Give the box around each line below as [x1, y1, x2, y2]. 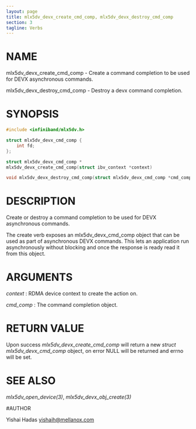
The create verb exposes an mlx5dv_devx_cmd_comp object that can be [6, 232, 180, 239]
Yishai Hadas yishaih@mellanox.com [6, 416, 94, 423]
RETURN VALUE [6, 322, 85, 335]
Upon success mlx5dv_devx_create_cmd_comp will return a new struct [6, 341, 176, 348]
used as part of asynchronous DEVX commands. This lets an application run [6, 238, 190, 245]
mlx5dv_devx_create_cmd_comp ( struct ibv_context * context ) [6, 164, 153, 170]
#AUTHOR [6, 405, 31, 411]
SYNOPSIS [6, 108, 60, 121]
